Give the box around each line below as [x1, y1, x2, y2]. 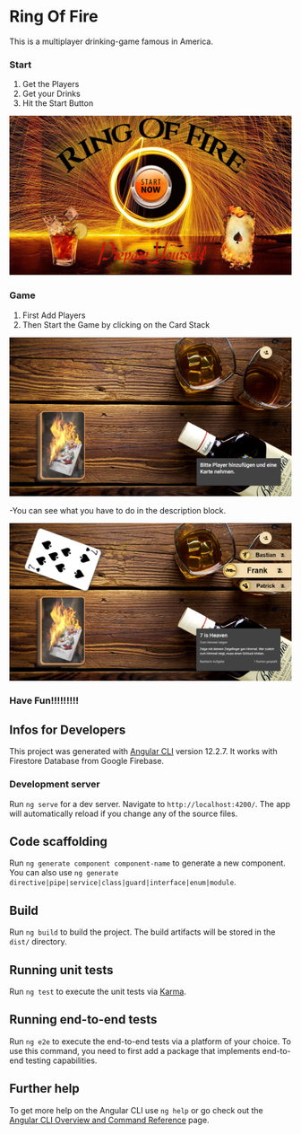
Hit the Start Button [21, 98, 94, 109]
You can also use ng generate [9, 867, 119, 878]
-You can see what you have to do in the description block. [9, 505, 227, 515]
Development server [9, 778, 100, 791]
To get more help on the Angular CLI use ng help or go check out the [9, 1104, 263, 1115]
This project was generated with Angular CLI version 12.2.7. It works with [9, 746, 278, 757]
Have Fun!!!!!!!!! [9, 694, 79, 707]
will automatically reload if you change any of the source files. [9, 808, 238, 819]
